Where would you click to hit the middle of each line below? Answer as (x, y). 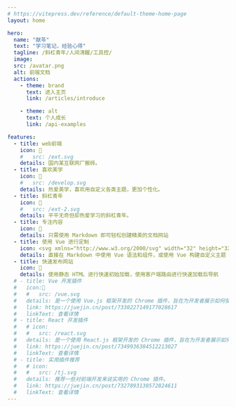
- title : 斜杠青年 (38, 196)
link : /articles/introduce (65, 99)
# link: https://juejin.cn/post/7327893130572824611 (96, 386)
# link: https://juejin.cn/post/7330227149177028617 (96, 307)
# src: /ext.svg (47, 157)
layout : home (26, 20)
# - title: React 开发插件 (51, 320)
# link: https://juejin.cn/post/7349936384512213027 (96, 346)
